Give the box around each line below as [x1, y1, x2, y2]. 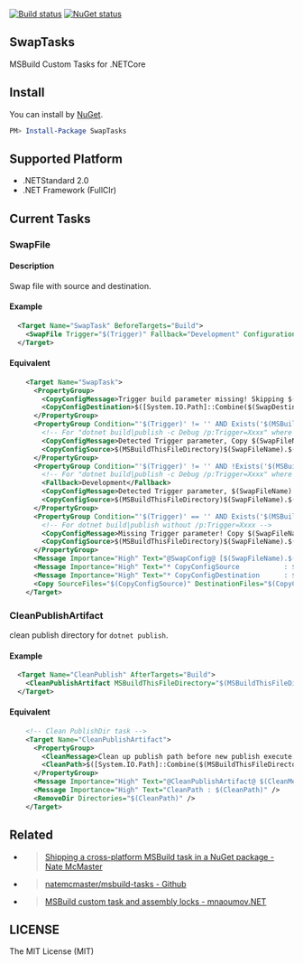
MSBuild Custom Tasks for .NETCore [9, 59, 146, 70]
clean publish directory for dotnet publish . [9, 629, 169, 641]
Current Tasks [9, 211, 91, 226]
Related [9, 828, 54, 843]
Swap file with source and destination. [9, 280, 151, 291]
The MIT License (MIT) [9, 946, 95, 957]
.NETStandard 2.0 [22, 175, 89, 186]
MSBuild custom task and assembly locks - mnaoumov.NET [44, 895, 267, 907]
